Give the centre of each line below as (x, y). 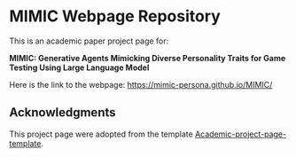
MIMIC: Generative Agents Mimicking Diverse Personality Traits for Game (148, 58)
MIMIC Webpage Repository (115, 16)
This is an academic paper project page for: (89, 41)
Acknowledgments (63, 113)
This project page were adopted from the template (101, 134)
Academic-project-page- (240, 134)
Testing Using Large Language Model (79, 67)
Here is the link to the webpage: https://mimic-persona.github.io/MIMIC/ (141, 84)
